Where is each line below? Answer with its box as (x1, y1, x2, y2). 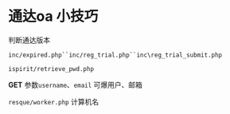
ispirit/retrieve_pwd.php (8, 65, 94, 73)
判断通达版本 (8, 35, 50, 45)
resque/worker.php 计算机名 (8, 96, 99, 106)
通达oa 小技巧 (8, 7, 99, 26)
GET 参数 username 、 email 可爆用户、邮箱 (8, 80, 143, 89)
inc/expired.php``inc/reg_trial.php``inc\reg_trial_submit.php (8, 51, 223, 59)
